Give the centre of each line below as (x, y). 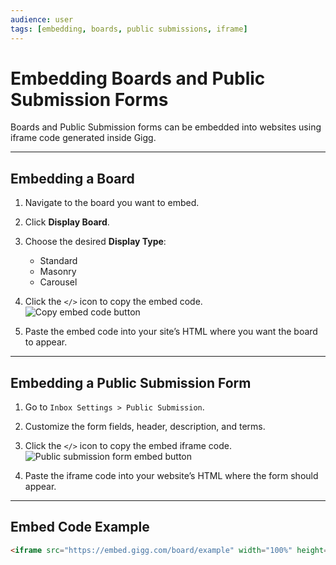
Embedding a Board (72, 178)
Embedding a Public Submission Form (131, 382)
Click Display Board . (67, 222)
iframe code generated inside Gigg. (83, 138)
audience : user (42, 19)
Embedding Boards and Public (138, 78)
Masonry (58, 272)
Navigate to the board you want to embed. (112, 203)
